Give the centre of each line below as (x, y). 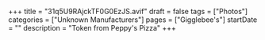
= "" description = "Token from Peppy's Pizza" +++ (92, 28)
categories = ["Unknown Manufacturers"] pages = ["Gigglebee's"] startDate (133, 20)
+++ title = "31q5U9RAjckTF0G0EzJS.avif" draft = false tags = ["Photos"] (128, 11)
